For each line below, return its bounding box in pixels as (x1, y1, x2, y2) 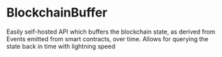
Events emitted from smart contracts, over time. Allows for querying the (6, 34, 209, 43)
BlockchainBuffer (6, 5, 108, 21)
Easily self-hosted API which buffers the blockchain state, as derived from (6, 27, 216, 36)
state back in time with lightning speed (6, 42, 116, 50)
